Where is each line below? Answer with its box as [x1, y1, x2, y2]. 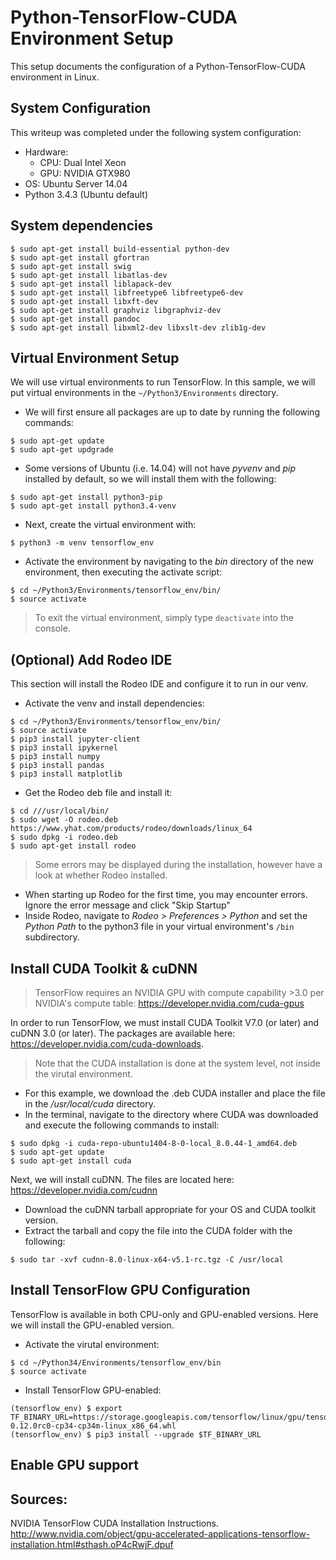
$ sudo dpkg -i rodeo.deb [10, 832, 118, 843]
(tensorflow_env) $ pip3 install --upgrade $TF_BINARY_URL [10, 1429, 262, 1440]
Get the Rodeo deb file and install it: [24, 787, 173, 799]
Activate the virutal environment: [24, 1338, 160, 1350]
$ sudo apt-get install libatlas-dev [10, 270, 168, 280]
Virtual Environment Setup [10, 349, 180, 366]
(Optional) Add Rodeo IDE [10, 651, 173, 668]
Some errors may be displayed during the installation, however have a [34, 859, 323, 871]
